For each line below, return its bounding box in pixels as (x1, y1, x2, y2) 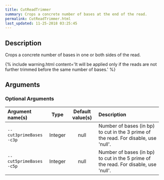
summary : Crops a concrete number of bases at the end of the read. (5, 12, 147, 17)
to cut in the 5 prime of (98, 155, 151, 161)
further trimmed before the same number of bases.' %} (5, 67, 116, 72)
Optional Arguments (5, 95, 55, 102)
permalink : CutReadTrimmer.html (5, 16, 71, 21)
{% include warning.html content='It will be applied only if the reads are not (5, 62, 157, 67)
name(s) (7, 114, 28, 121)
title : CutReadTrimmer (5, 7, 51, 12)
